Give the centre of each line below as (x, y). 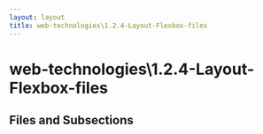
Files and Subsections (72, 120)
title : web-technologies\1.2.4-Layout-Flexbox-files (108, 26)
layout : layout (37, 17)
